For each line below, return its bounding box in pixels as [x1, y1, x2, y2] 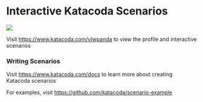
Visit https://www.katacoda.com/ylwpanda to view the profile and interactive [6, 35, 198, 43]
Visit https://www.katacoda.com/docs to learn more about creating [6, 71, 173, 78]
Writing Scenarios [6, 57, 60, 65]
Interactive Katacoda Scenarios [6, 4, 168, 18]
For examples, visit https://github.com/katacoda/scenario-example [6, 89, 172, 96]
